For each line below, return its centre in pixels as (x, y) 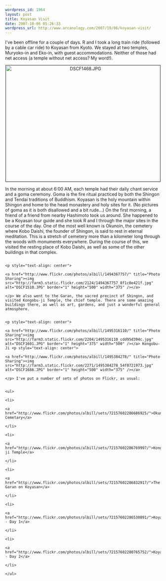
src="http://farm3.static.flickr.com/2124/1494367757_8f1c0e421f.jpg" (79, 283)
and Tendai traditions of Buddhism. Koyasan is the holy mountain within (78, 199)
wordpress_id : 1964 (25, 10)
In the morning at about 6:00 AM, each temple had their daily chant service (82, 189)
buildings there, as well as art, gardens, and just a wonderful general (83, 305)
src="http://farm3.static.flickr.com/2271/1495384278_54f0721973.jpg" (79, 366)
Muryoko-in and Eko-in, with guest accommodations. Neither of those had (81, 53)
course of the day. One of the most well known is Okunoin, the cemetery (79, 226)
